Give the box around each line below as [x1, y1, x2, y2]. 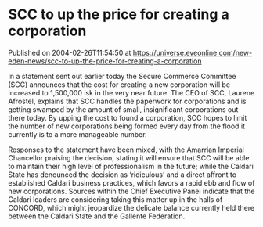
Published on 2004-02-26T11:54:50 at [8, 48, 131, 57]
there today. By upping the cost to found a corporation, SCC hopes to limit [8, 113, 247, 122]
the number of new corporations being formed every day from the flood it [8, 121, 245, 131]
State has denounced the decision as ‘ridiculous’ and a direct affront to [8, 170, 237, 179]
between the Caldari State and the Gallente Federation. [8, 211, 186, 221]
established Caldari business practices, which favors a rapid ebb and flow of [8, 178, 255, 187]
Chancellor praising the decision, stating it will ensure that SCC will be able [8, 153, 250, 162]
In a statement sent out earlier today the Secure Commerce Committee [8, 71, 236, 81]
